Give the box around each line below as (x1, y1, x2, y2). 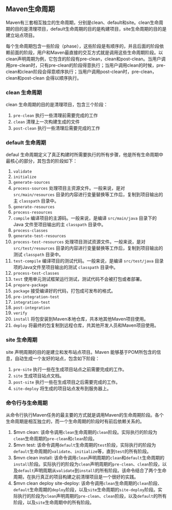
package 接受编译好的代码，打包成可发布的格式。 (13, 288, 116, 294)
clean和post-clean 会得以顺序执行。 (6, 75, 82, 81)
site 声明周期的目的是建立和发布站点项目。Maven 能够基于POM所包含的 (6, 349, 157, 355)
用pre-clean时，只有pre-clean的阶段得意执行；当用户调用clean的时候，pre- (6, 62, 166, 68)
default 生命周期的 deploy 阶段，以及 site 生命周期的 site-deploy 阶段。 (13, 487, 158, 493)
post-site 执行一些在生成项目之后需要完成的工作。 (13, 379, 120, 385)
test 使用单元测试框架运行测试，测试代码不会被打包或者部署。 (13, 276, 145, 282)
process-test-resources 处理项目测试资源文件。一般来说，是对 (13, 239, 146, 245)
